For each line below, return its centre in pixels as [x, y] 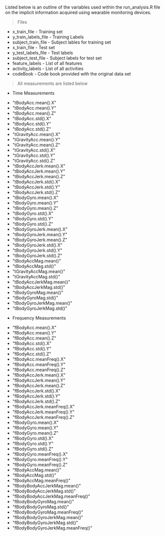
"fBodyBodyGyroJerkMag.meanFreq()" [52, 528]
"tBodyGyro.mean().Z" [35, 208]
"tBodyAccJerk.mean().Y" [39, 171]
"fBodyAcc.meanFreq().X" [39, 359]
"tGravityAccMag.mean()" [39, 271]
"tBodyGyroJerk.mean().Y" [40, 234]
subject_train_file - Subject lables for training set [62, 42]
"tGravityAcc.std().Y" [34, 155]
